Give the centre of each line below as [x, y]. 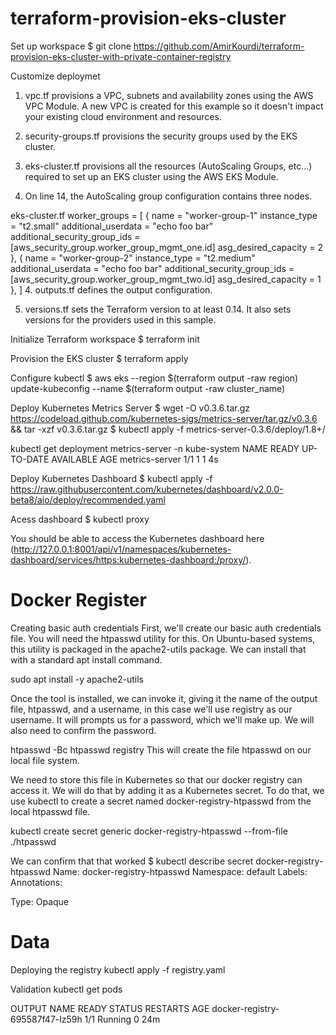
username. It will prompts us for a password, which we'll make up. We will [162, 719]
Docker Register [78, 600]
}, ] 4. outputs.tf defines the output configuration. [111, 289]
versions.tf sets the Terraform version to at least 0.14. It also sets [158, 309]
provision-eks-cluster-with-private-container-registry [121, 56]
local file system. [45, 760]
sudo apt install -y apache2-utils [77, 679]
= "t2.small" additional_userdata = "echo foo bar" [112, 226]
